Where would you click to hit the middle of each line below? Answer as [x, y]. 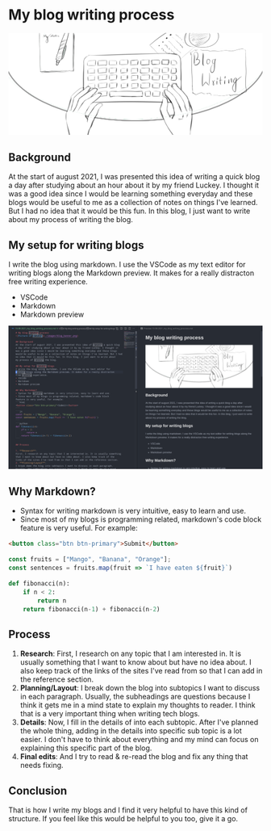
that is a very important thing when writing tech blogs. [110, 714]
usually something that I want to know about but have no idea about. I [135, 662]
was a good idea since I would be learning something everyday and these [131, 194]
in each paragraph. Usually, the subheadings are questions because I [135, 697]
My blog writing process [92, 15]
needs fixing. [42, 766]
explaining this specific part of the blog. [86, 748]
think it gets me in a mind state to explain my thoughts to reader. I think [138, 705]
